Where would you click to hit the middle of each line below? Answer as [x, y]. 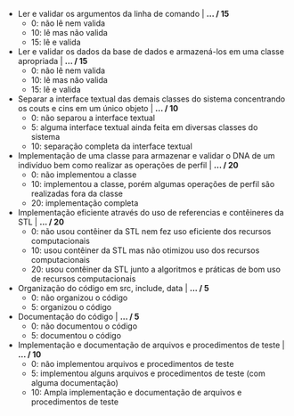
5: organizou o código [71, 307]
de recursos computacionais [83, 279]
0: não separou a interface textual [93, 118]
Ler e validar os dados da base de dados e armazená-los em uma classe [151, 52]
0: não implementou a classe [84, 175]
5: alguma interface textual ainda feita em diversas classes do [144, 127]
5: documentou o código [76, 335]
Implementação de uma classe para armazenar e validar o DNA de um [146, 155]
